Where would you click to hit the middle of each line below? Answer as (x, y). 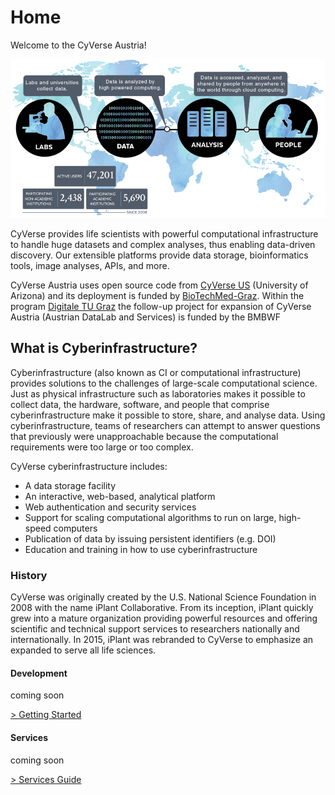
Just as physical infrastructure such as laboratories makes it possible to (158, 393)
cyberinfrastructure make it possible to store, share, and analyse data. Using (168, 415)
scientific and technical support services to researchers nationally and (155, 629)
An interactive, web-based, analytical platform (120, 496)
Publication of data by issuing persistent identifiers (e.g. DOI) (150, 538)
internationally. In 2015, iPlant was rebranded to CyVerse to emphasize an (162, 640)
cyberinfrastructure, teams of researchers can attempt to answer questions (165, 425)
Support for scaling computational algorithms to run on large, (150, 517)
